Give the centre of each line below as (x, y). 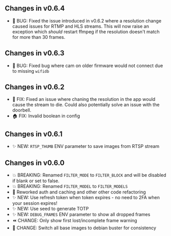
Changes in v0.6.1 (34, 134)
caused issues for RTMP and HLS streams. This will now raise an (81, 26)
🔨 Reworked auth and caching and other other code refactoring (79, 192)
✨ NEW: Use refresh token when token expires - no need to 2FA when (86, 198)
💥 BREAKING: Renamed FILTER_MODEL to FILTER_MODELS (70, 186)
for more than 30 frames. (39, 37)
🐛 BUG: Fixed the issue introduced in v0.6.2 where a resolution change (87, 20)
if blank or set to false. (36, 181)
